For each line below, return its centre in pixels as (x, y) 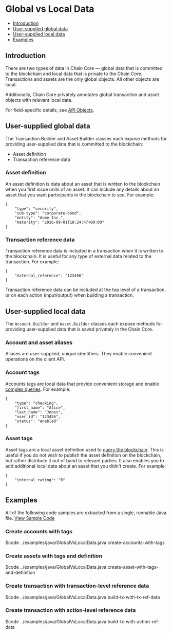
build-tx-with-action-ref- (134, 621)
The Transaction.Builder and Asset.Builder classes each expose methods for (86, 138)
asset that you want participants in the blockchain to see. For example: (80, 195)
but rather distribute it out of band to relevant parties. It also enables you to (85, 460)
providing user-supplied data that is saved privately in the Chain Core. (79, 329)
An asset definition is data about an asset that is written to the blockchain (83, 184)
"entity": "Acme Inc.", (40, 218)
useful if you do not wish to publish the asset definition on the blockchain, (83, 455)
